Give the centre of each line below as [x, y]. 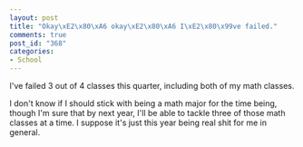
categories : [32, 52]
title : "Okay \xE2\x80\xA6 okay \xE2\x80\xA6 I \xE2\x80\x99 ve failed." [144, 26]
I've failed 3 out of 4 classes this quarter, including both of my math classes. [152, 86]
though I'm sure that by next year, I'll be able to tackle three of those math [147, 113]
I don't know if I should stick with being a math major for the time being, [143, 103]
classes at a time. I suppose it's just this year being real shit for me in [138, 122]
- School [26, 60]
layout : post [34, 18]
